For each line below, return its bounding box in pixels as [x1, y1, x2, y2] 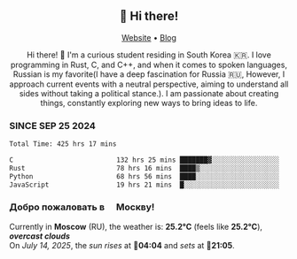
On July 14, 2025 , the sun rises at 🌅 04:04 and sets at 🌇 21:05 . [9, 240, 235, 250]
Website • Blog [121, 32, 177, 42]
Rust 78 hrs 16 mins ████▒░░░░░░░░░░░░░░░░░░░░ [9, 164, 279, 172]
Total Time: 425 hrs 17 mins [9, 140, 117, 149]
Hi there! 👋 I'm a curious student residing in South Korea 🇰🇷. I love [26, 50, 272, 60]
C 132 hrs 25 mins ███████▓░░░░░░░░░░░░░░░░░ [9, 156, 279, 164]
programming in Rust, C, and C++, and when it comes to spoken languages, [10, 59, 288, 70]
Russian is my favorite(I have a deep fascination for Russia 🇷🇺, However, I [12, 68, 285, 80]
